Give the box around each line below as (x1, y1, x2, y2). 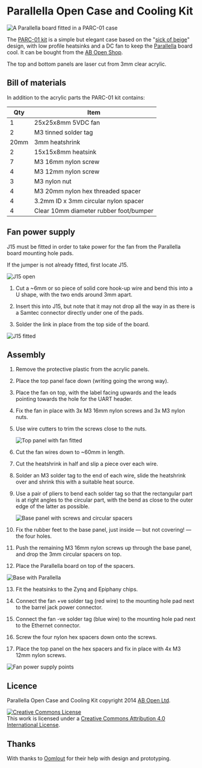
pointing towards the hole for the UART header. (15, 395, 133, 403)
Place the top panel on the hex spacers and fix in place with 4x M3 (15, 645, 181, 652)
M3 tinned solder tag (34, 128, 93, 136)
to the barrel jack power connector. (15, 604, 103, 611)
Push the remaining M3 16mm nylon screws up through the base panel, (15, 544, 192, 552)
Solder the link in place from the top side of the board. (15, 321, 150, 328)
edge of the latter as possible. (15, 503, 90, 510)
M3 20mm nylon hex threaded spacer (34, 187, 141, 195)
